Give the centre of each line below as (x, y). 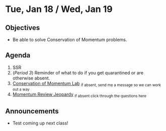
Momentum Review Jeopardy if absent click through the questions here (79, 95)
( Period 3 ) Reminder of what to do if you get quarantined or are (78, 72)
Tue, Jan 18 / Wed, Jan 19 (59, 9)
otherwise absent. (31, 78)
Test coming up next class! (40, 123)
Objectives (23, 28)
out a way (21, 89)
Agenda (18, 55)
